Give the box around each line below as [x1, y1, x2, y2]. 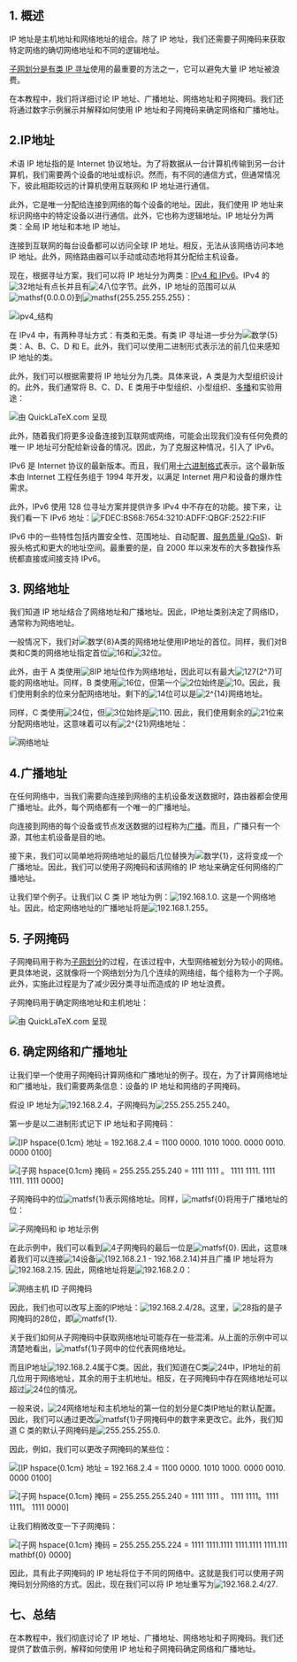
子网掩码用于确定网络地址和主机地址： [9, 997, 148, 1008]
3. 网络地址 [9, 582, 70, 597]
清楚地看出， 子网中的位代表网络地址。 [9, 1342, 191, 1353]
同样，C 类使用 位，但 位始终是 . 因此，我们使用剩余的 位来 [9, 707, 285, 718]
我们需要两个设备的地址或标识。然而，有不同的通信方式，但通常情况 [32, 169, 280, 180]
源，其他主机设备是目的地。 [9, 831, 110, 843]
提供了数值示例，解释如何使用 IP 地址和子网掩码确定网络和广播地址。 [9, 1643, 261, 1654]
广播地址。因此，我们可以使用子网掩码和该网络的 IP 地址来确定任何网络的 [9, 862, 277, 872]
